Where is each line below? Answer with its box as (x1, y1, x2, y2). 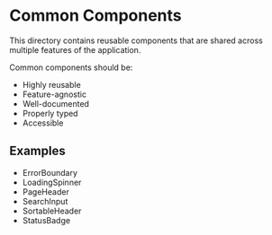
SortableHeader (22, 205, 82, 216)
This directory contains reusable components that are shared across (9, 35, 263, 46)
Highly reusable (22, 79, 81, 90)
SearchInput (22, 196, 68, 206)
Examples (9, 144, 66, 159)
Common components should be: (9, 62, 133, 73)
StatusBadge (22, 214, 70, 225)
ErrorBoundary (22, 167, 78, 178)
